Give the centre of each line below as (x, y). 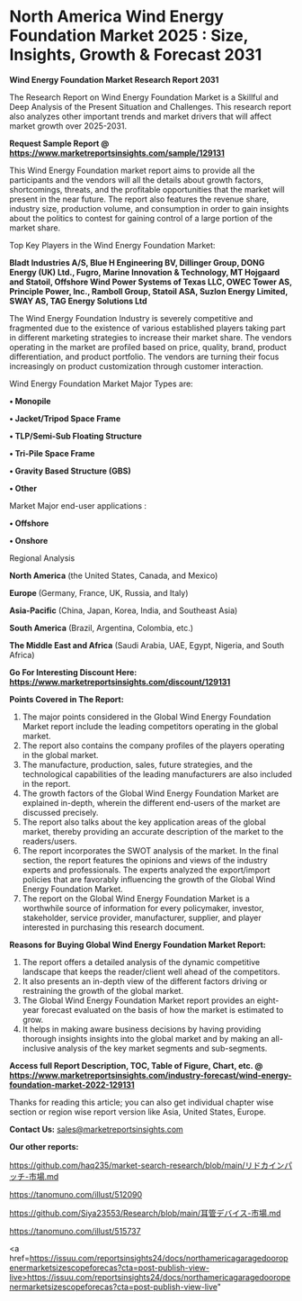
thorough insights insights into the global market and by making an (146, 1038)
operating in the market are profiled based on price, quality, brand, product (148, 347)
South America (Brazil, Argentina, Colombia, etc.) (102, 628)
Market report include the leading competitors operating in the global (150, 726)
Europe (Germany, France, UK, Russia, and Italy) (99, 592)
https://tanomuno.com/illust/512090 (75, 1194)
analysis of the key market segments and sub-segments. (162, 1048)
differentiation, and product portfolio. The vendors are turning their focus (144, 357)
